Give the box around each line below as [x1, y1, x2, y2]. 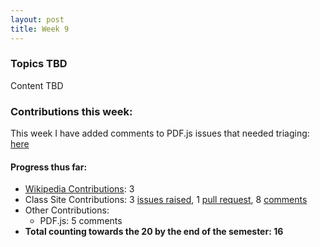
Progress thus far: [10, 161, 88, 173]
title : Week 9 [10, 24, 70, 34]
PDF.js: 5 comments [39, 215, 123, 227]
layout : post [10, 14, 65, 25]
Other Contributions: [24, 204, 110, 216]
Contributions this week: [10, 104, 133, 118]
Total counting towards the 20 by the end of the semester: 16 [24, 226, 284, 238]
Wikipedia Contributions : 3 [24, 183, 135, 195]
